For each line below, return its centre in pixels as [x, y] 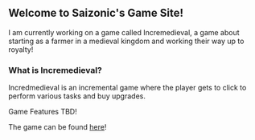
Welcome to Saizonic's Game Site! [96, 13]
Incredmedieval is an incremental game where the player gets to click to [127, 88]
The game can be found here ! [58, 127]
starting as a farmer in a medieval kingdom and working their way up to [126, 41]
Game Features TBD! [43, 112]
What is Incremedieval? [56, 70]
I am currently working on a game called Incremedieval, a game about [124, 32]
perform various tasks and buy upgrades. [77, 96]
